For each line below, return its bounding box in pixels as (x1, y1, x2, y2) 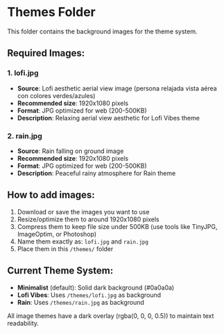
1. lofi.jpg (7, 68, 39, 78)
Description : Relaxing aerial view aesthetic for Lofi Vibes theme (17, 113, 200, 122)
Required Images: (7, 47, 85, 59)
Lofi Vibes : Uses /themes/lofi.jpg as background (17, 290, 162, 299)
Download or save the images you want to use (17, 207, 150, 216)
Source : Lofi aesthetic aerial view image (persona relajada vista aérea (17, 84, 217, 93)
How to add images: (7, 189, 95, 201)
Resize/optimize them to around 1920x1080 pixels (17, 215, 160, 223)
